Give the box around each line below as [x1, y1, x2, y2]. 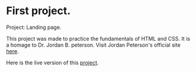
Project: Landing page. [6, 24, 62, 31]
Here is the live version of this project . [6, 59, 99, 66]
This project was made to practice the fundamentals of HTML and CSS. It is [6, 35, 191, 42]
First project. [6, 4, 71, 18]
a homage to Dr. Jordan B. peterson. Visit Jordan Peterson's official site [6, 41, 181, 48]
